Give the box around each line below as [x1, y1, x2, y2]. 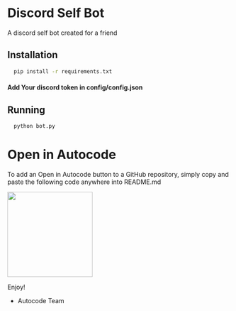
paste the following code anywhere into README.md [7, 178, 162, 186]
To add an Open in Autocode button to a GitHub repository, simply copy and [7, 170, 229, 178]
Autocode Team [17, 296, 65, 305]
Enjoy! [7, 283, 26, 291]
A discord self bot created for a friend [7, 28, 118, 37]
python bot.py [13, 123, 55, 130]
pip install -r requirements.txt [13, 67, 113, 75]
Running [7, 104, 46, 116]
